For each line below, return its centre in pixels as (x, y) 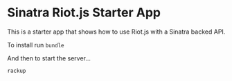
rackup (17, 71)
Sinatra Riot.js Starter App (84, 13)
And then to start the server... (49, 58)
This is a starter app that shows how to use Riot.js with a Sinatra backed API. (116, 32)
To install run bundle (36, 45)
